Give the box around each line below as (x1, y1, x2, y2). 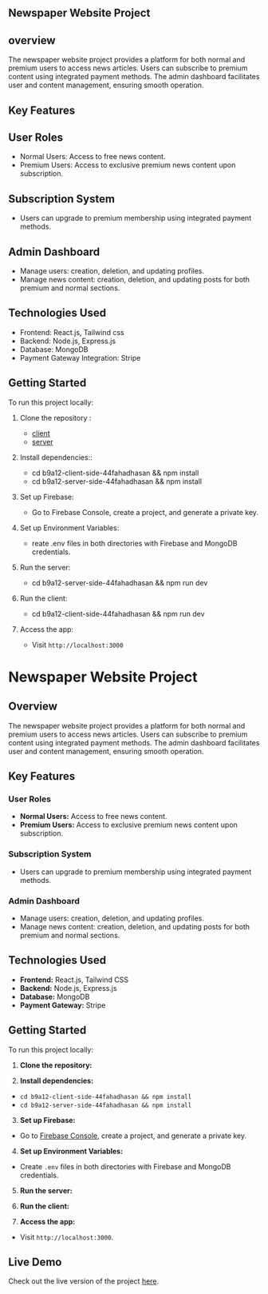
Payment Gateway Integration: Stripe (19, 353, 141, 362)
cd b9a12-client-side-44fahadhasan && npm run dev (31, 609, 205, 618)
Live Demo (8, 1255, 62, 1268)
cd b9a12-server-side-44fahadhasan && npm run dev (31, 577, 208, 587)
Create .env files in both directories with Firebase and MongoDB (19, 1161, 231, 1171)
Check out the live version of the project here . (8, 1276, 160, 1286)
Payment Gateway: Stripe (19, 1000, 106, 1010)
